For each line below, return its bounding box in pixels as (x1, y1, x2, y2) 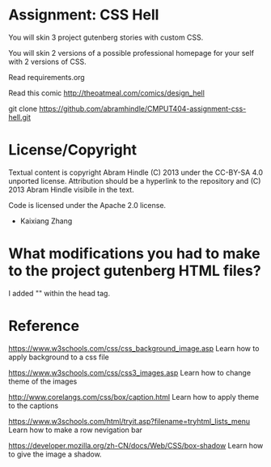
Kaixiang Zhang (19, 216, 73, 226)
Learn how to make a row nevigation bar (8, 425, 143, 435)
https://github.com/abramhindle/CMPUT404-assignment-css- (39, 104, 247, 113)
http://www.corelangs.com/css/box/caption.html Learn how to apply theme (8, 392, 260, 401)
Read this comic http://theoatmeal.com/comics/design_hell (8, 87, 205, 98)
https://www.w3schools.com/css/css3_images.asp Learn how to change (8, 367, 252, 377)
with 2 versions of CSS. (8, 57, 87, 66)
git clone (8, 104, 38, 113)
